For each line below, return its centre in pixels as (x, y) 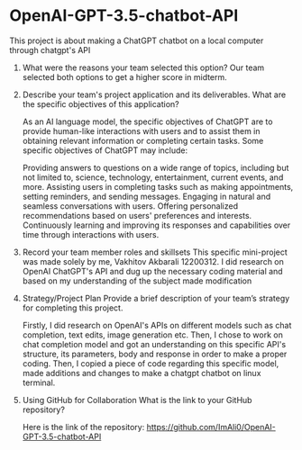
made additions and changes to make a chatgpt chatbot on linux (142, 373)
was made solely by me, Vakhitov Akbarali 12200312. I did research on (153, 261)
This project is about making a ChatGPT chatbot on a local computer (137, 40)
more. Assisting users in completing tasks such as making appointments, (158, 186)
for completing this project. (73, 308)
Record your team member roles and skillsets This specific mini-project (155, 252)
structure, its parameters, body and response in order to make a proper (155, 354)
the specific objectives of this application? (101, 103)
